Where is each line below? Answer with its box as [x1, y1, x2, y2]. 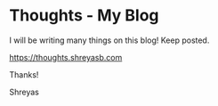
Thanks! [9, 69, 39, 80]
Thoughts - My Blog [9, 5, 159, 26]
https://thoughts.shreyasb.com [9, 52, 123, 62]
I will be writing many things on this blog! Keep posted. [9, 35, 210, 45]
